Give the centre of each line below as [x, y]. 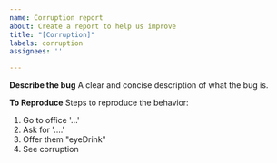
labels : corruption [46, 43]
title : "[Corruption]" [52, 34]
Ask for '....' [44, 130]
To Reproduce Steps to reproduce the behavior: [99, 103]
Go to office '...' [51, 120]
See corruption [50, 149]
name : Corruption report [56, 18]
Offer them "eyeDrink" [64, 139]
